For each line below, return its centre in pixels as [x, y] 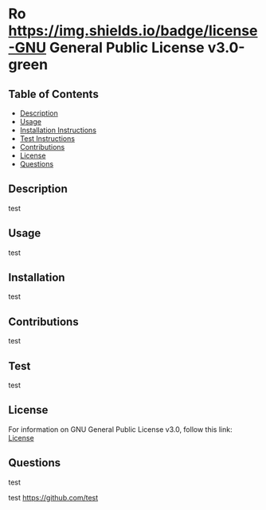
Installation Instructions [58, 130]
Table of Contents [54, 94]
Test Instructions [47, 139]
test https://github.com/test [53, 497]
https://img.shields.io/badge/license [133, 31]
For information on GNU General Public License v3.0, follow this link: [120, 429]
